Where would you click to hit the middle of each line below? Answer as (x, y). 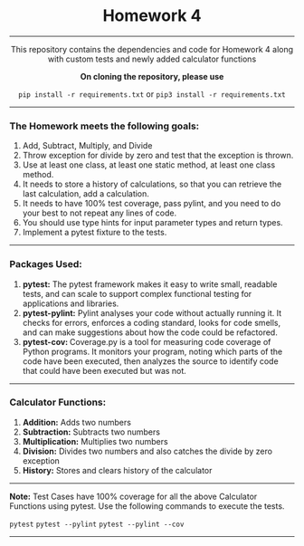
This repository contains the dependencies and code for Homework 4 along (152, 49)
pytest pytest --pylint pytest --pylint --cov (97, 524)
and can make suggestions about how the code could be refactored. (150, 332)
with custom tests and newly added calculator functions (152, 59)
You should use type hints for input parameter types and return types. (152, 223)
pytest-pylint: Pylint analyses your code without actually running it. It (152, 312)
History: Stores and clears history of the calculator (117, 470)
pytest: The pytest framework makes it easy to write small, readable (150, 284)
